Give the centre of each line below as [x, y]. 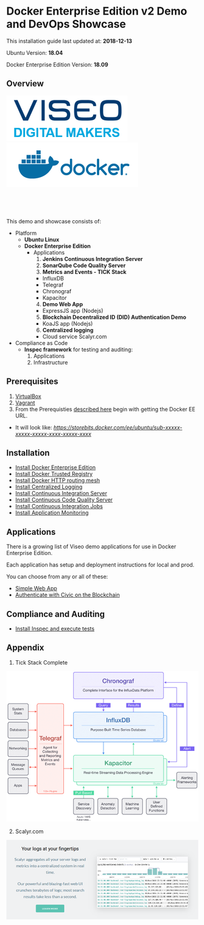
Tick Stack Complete [41, 662]
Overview [25, 84]
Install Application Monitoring [52, 513]
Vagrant [25, 402]
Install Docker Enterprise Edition [55, 467]
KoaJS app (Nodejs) [68, 323]
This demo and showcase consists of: [54, 221]
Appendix [25, 648]
